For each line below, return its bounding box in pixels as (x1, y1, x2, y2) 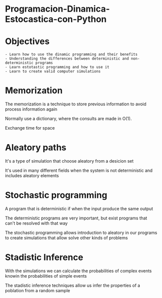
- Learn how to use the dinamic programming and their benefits (5, 52, 138, 57)
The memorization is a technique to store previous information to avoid (5, 101, 146, 107)
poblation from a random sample (5, 287, 70, 293)
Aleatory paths (5, 142, 66, 153)
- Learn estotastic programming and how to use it (5, 65, 110, 70)
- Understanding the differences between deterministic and (5, 56, 130, 61)
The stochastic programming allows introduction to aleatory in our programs (5, 230, 158, 235)
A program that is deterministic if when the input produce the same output (5, 205, 153, 212)
